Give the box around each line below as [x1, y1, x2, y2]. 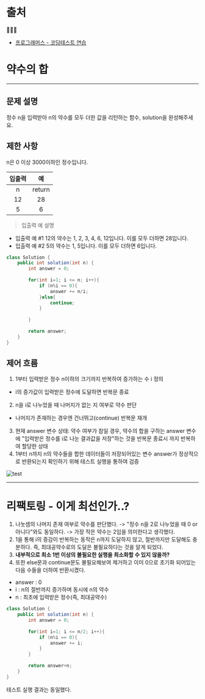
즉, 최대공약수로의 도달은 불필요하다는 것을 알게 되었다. [33, 544, 164, 551]
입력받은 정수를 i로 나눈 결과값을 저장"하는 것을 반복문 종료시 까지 [24, 435, 180, 442]
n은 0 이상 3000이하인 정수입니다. [6, 158, 88, 166]
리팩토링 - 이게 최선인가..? [6, 499, 130, 513]
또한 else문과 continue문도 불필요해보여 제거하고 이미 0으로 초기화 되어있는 [15, 559, 196, 566]
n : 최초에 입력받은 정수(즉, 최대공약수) [15, 594, 107, 601]
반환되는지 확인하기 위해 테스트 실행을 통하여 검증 [21, 458, 139, 465]
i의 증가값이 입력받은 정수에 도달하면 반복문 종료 [15, 388, 129, 396]
